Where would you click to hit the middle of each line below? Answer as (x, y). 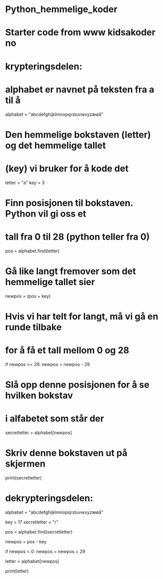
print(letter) (17, 571)
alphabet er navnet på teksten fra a (80, 89)
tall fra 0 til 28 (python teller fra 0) (77, 237)
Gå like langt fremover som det (71, 271)
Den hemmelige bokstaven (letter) (78, 135)
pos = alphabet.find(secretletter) (39, 531)
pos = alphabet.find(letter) (32, 251)
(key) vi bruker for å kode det (67, 168)
